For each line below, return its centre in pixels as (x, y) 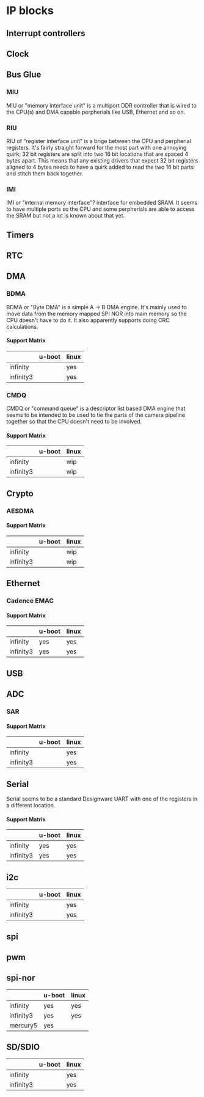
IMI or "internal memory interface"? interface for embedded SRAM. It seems (102, 203)
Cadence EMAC (30, 601)
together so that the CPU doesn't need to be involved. (74, 422)
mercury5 (24, 1025)
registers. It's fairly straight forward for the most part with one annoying (97, 147)
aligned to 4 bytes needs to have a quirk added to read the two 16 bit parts (100, 167)
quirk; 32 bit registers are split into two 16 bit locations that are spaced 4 (97, 154)
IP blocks (30, 11)
